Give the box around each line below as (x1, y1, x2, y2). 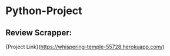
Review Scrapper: (5, 28, 72, 38)
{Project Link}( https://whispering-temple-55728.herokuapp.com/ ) (5, 43, 165, 50)
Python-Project (5, 4, 82, 18)
